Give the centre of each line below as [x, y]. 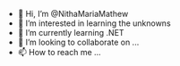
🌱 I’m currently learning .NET [71, 33]
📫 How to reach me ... [59, 52]
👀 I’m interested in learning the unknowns [94, 23]
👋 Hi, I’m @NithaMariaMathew [73, 14]
